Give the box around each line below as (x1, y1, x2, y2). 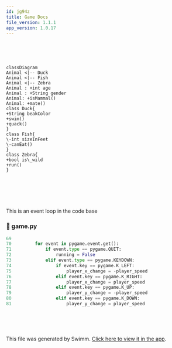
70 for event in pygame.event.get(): (6, 241, 119, 247)
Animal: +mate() (6, 101, 46, 107)
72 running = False (6, 252, 95, 258)
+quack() (6, 121, 27, 127)
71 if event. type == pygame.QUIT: (6, 247, 122, 253)
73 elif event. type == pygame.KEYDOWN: (6, 257, 135, 264)
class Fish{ (6, 131, 35, 138)
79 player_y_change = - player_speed (6, 290, 148, 296)
